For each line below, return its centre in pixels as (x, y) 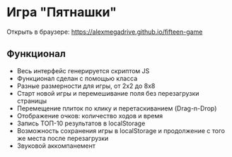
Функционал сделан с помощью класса (77, 78)
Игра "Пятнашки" (62, 12)
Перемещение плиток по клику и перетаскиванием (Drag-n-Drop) (117, 108)
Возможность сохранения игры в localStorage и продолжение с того (121, 130)
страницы (32, 101)
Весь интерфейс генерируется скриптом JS (83, 70)
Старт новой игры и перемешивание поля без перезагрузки (108, 93)
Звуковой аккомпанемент (56, 146)
